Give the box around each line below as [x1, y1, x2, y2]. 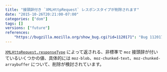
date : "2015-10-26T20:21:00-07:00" [5, 12, 79, 17]
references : [5, 30, 30, 35]
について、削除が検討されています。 [30, 61, 104, 67]
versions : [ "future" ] [5, 26, 50, 31]
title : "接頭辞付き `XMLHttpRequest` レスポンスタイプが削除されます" [5, 7, 139, 12]
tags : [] [5, 21, 23, 26]
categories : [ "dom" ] [5, 16, 48, 21]
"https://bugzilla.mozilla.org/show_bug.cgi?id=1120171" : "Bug [14, 35, 148, 40]
